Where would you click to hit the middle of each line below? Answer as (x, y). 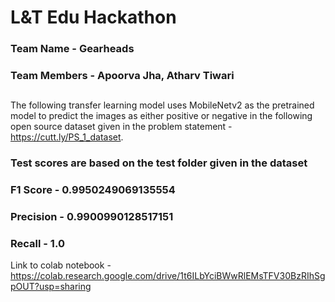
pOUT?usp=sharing (51, 287)
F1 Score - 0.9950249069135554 (93, 190)
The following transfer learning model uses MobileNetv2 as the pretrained (162, 105)
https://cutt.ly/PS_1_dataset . (67, 137)
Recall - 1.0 (37, 244)
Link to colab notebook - (61, 265)
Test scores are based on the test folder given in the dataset (159, 163)
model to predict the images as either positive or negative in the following (161, 116)
